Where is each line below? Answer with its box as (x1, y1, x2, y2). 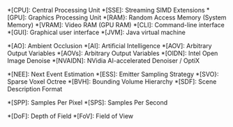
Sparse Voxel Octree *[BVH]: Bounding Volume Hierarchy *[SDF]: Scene (7, 77, 217, 86)
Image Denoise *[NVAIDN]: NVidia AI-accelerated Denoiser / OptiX (7, 57, 200, 65)
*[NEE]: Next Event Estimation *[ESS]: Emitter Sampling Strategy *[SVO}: (7, 70, 219, 78)
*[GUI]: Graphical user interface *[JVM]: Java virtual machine (7, 28, 186, 36)
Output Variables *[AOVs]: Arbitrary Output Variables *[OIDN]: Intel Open (7, 49, 218, 57)
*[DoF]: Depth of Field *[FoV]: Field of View (7, 112, 134, 120)
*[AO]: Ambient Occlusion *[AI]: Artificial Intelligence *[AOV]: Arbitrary (7, 42, 212, 50)
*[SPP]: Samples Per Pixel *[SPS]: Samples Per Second (7, 98, 168, 107)
